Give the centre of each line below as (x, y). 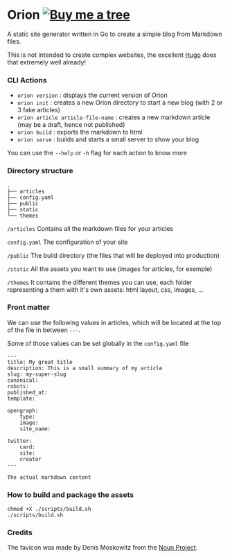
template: (21, 399)
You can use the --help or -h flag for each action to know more (97, 153)
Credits (20, 532)
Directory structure (41, 171)
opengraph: (23, 410)
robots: (18, 386)
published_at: (28, 392)
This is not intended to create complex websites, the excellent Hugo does (112, 55)
